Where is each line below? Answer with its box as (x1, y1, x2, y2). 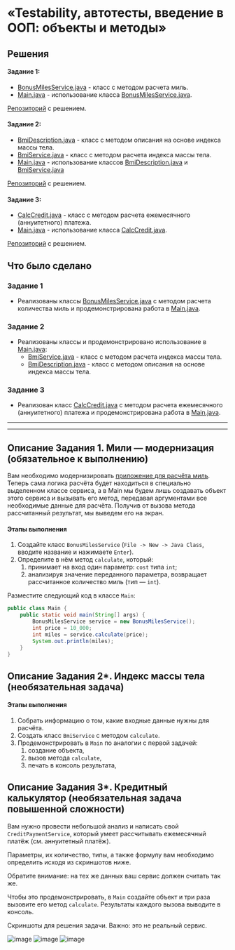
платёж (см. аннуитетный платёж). (7, 837, 111, 845)
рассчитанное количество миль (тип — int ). (27, 578, 161, 586)
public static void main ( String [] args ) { (20, 612, 145, 619)
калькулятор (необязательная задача (7, 792, 182, 805)
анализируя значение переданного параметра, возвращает (27, 570, 208, 579)
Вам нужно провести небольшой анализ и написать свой (7, 822, 179, 830)
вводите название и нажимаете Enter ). (17, 548, 134, 556)
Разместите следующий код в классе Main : (7, 591, 136, 600)
